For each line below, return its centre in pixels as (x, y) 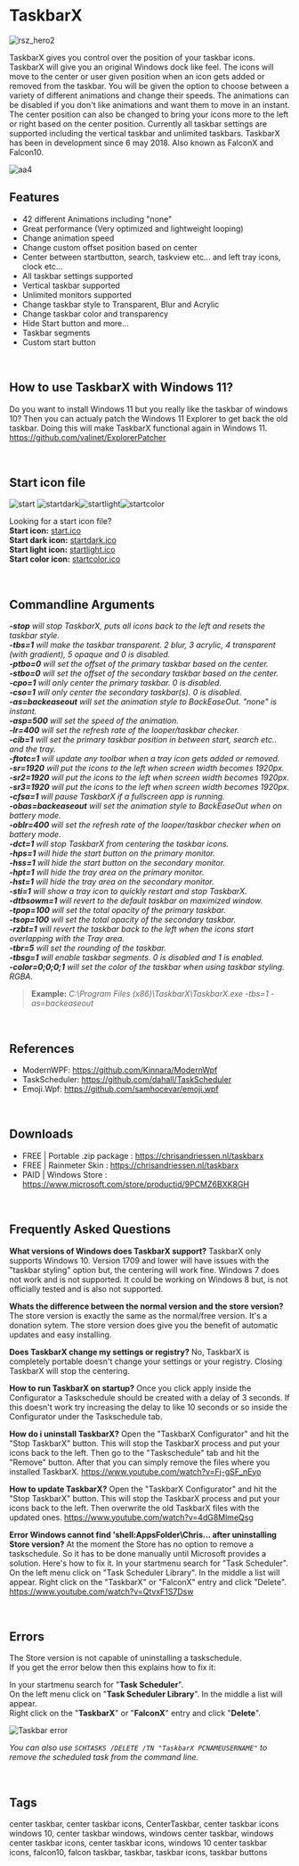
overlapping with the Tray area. (67, 939)
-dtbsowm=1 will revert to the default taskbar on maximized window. (136, 900)
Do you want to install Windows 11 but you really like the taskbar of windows (149, 409)
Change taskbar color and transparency (95, 314)
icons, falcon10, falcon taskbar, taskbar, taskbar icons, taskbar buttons (138, 1853)
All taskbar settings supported (77, 275)
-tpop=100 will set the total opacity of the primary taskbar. (118, 910)
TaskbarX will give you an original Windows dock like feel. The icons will (141, 67)
